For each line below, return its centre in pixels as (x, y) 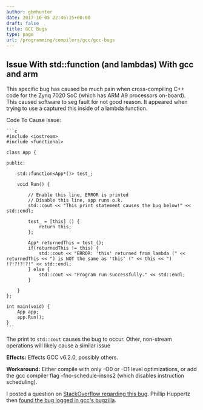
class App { (21, 152)
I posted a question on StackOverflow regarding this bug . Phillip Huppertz (98, 394)
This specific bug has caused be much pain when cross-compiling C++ (95, 89)
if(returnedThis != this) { (63, 248)
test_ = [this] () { (54, 221)
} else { (39, 269)
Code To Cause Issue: (34, 120)
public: (16, 163)
